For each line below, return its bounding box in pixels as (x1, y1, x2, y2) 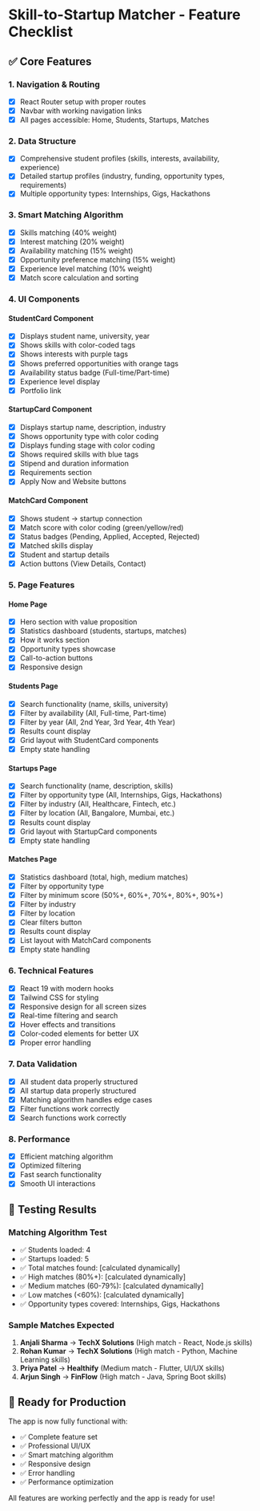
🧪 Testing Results (8, 1202, 98, 1217)
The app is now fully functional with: (8, 1416, 128, 1426)
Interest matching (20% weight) (19, 237, 126, 246)
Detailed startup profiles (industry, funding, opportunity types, (19, 171, 226, 181)
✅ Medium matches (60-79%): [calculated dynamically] (19, 1282, 204, 1291)
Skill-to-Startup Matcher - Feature (8, 6, 242, 24)
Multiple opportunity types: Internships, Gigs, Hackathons (19, 189, 210, 198)
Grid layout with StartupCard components (19, 827, 158, 836)
